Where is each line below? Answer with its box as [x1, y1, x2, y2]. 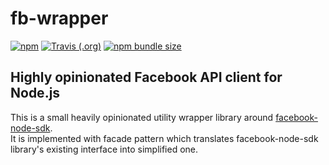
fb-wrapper [10, 7, 109, 30]
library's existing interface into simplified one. [10, 143, 199, 155]
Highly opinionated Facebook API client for [10, 69, 283, 86]
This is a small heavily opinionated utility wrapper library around [10, 111, 274, 123]
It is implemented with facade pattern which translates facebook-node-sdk [10, 132, 319, 144]
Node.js [10, 85, 61, 102]
